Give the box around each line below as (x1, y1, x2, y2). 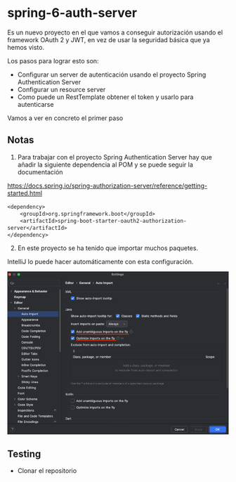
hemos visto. (7, 43, 44, 51)
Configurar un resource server (17, 85, 106, 93)
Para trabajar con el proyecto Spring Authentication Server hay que (17, 152, 213, 161)
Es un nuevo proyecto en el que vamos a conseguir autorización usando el (7, 28, 223, 37)
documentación (17, 167, 63, 176)
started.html (7, 188, 43, 197)
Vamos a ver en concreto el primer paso (7, 114, 124, 122)
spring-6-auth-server (7, 5, 138, 21)
